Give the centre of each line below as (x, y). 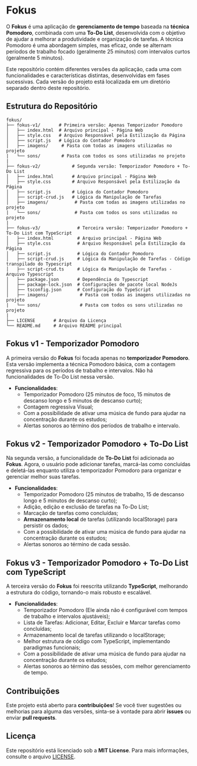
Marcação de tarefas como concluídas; (71, 513)
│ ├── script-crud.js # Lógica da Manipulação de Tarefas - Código (98, 259)
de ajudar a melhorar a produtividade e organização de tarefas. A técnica (95, 39)
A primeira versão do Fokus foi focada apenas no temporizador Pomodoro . (98, 358)
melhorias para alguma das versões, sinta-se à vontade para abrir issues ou (98, 711)
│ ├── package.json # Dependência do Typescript (77, 279)
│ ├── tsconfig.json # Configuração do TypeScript (79, 290)
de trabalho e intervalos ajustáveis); (67, 616)
